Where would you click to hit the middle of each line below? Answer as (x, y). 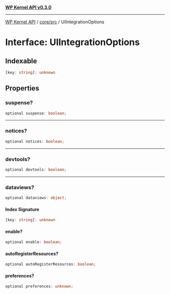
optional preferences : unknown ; (39, 286)
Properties (22, 88)
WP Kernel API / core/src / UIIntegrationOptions (55, 22)
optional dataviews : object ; (36, 198)
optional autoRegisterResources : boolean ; (51, 264)
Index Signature (22, 209)
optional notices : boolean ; (35, 141)
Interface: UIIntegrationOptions (73, 42)
